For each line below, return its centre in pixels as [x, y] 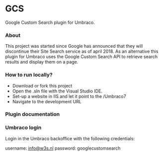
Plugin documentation [33, 114]
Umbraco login [23, 128]
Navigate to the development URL [47, 101]
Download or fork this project [42, 85]
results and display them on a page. [42, 62]
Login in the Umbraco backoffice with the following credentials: [70, 138]
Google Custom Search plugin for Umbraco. [50, 22]
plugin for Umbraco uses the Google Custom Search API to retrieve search [81, 57]
